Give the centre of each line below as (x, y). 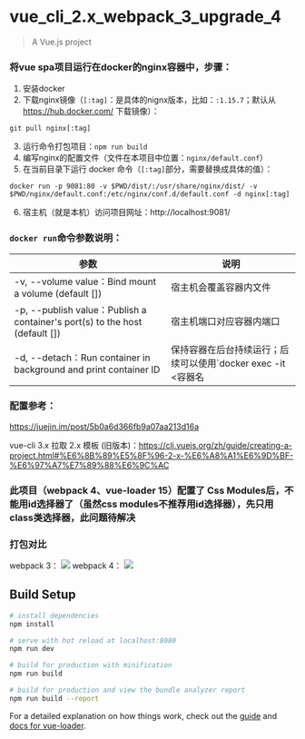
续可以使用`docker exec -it (228, 363)
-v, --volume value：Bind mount (85, 281)
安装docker (44, 89)
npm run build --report (54, 698)
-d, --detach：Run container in (82, 358)
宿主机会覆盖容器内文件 (221, 287)
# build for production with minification (91, 665)
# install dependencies (54, 616)
